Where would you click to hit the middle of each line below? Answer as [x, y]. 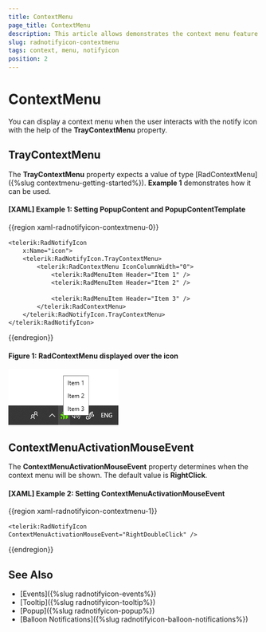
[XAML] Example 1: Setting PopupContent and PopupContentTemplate [127, 209]
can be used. [30, 191]
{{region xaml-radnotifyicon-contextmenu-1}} [83, 512]
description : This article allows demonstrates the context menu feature [133, 34]
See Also [31, 575]
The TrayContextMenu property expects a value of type [101, 174]
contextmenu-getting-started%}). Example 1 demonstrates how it [143, 183]
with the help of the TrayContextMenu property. [88, 130]
